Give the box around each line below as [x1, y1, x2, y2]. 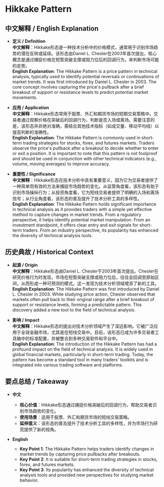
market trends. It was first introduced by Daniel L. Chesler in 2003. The [12, 79, 157, 85]
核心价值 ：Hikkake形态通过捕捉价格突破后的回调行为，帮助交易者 [19, 402, 153, 408]
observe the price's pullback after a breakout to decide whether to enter [12, 145, 159, 151]
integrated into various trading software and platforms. [12, 362, 124, 367]
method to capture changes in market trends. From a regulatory [12, 212, 141, 217]
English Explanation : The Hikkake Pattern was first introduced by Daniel [12, 286, 160, 292]
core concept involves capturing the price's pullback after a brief [12, 84, 144, 90]
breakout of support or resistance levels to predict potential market [12, 90, 149, 95]
